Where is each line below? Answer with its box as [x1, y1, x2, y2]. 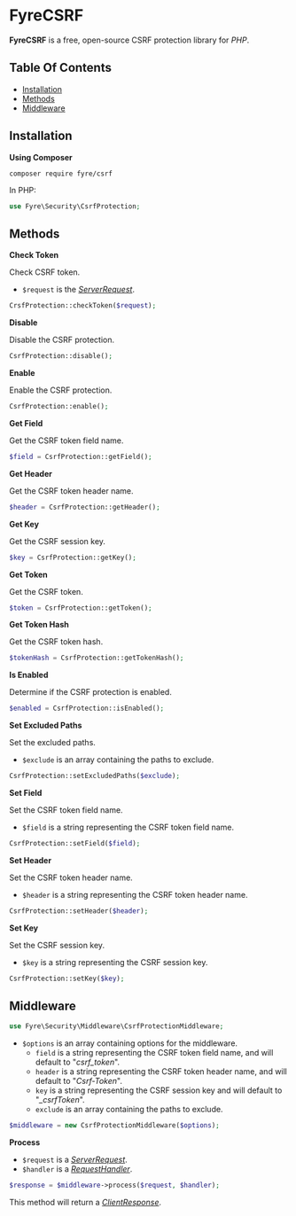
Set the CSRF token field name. [9, 805, 123, 815]
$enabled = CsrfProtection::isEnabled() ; [9, 704, 165, 713]
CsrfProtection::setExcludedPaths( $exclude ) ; [9, 772, 180, 781]
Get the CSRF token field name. [9, 435, 124, 446]
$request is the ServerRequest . [21, 285, 136, 295]
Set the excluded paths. [9, 737, 96, 748]
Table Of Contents [9, 60, 113, 75]
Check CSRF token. [9, 267, 81, 277]
